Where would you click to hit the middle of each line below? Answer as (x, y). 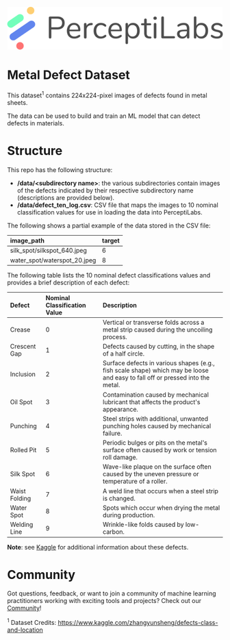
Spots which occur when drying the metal (161, 508)
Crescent (23, 347)
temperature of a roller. (135, 481)
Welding (22, 525)
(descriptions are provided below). (66, 197)
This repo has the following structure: (60, 170)
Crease (20, 330)
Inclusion (23, 374)
